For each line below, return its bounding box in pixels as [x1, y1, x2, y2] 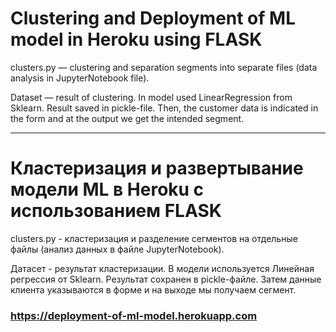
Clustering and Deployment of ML [10, 7, 296, 30]
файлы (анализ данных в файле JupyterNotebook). [10, 243, 225, 255]
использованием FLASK [10, 200, 222, 222]
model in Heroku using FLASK [10, 28, 263, 51]
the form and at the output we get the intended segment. [10, 112, 245, 124]
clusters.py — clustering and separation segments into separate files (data [10, 61, 318, 73]
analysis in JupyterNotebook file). [10, 72, 150, 84]
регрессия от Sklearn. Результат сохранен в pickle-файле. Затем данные [10, 273, 322, 285]
